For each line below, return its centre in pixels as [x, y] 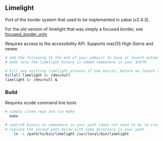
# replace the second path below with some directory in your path [75, 130]
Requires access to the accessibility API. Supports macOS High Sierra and [79, 44]
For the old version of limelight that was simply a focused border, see [74, 29]
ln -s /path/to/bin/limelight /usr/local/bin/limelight [72, 134]
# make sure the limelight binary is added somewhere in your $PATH [76, 62]
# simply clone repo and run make [40, 112]
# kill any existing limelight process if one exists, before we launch [80, 71]
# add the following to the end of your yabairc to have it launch [75, 58]
